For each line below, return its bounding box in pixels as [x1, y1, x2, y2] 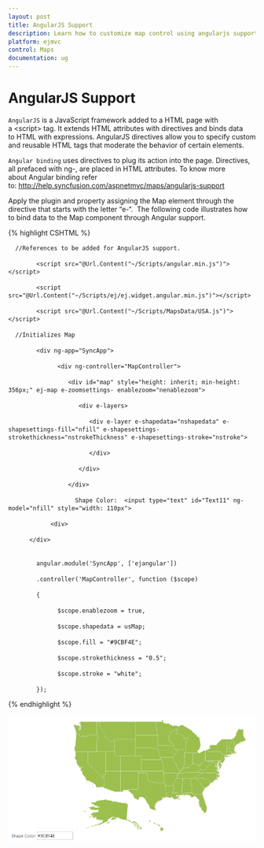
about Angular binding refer [8, 172, 98, 181]
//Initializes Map [15, 331, 76, 339]
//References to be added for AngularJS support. [15, 244, 181, 252]
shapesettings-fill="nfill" [8, 426, 101, 433]
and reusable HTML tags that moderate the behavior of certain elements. [8, 140, 245, 150]
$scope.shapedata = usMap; [57, 623, 146, 630]
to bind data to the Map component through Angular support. [8, 213, 206, 222]
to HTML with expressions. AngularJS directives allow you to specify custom [8, 132, 256, 141]
